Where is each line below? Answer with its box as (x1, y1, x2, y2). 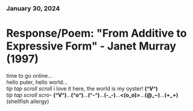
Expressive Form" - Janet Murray (6, 39, 177, 53)
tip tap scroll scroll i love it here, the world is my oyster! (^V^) (6, 84, 158, 92)
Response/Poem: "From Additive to (6, 27, 187, 40)
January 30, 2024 (6, 4, 60, 13)
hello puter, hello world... (6, 78, 68, 86)
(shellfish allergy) (6, 98, 49, 105)
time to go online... (6, 72, 53, 79)
